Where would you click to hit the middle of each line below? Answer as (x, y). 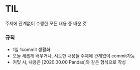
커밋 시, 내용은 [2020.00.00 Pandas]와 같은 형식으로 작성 (69, 62)
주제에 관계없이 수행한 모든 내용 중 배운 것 (46, 23)
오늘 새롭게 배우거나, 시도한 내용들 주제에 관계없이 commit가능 (74, 56)
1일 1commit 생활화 (31, 50)
